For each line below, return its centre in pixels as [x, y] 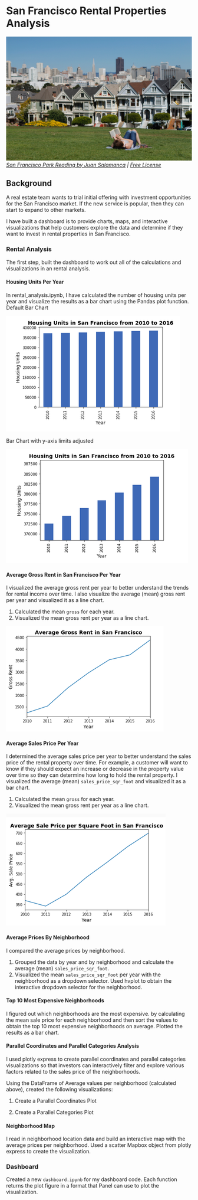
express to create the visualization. [49, 1152]
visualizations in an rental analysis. [48, 268]
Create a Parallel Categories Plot [54, 1112]
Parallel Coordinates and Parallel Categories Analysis [73, 1046]
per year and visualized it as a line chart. [55, 600]
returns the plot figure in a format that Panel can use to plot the [82, 1186]
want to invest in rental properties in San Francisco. [68, 234]
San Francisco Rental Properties [86, 11]
